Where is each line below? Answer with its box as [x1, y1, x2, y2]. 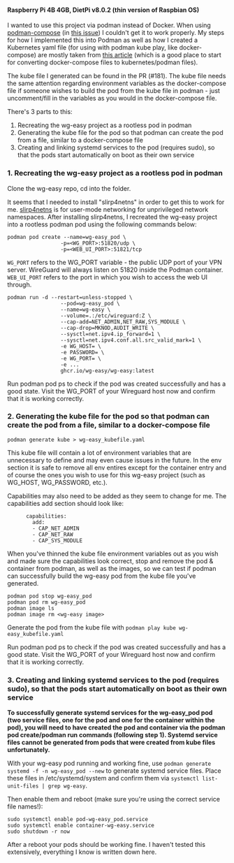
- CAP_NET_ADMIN [32, 525, 80, 532]
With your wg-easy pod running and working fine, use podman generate [7, 759, 212, 768]
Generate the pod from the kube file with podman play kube [7, 623, 176, 632]
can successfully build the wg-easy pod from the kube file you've [7, 572, 196, 580]
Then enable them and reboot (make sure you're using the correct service [7, 795, 220, 804]
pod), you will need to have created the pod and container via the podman [7, 723, 226, 732]
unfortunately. [7, 746, 50, 754]
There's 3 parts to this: [7, 108, 73, 116]
